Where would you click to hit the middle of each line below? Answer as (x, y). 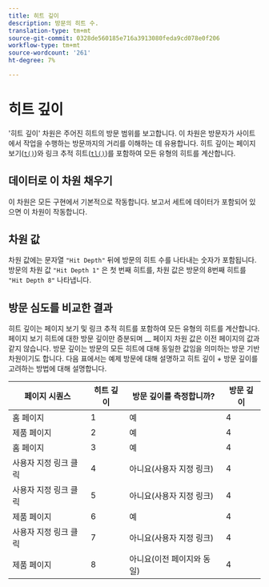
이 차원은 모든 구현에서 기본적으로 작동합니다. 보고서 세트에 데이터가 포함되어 (128, 202)
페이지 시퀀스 (47, 396)
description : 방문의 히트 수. (54, 23)
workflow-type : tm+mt (44, 46)
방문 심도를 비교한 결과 (61, 308)
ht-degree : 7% (32, 61)
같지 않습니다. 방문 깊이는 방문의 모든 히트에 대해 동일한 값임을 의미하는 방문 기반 (134, 348)
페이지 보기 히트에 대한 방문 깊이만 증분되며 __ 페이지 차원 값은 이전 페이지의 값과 (134, 339)
